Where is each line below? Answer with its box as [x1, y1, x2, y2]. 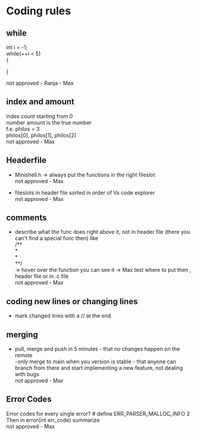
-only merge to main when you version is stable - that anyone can [14, 358, 177, 365]
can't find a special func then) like [14, 234, 98, 242]
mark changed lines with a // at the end [14, 312, 111, 320]
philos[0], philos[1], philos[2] [6, 131, 76, 138]
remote [14, 352, 33, 359]
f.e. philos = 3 [6, 125, 40, 132]
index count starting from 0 [6, 112, 73, 120]
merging [6, 329, 39, 339]
